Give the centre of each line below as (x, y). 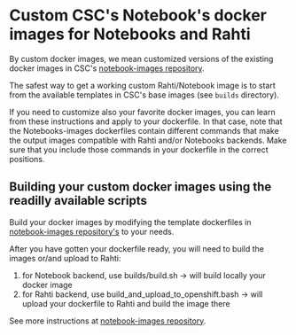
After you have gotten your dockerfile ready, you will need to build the (136, 248)
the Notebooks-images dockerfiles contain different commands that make (144, 130)
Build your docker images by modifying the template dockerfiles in (130, 222)
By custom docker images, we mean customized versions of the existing (141, 58)
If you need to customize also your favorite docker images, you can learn (143, 112)
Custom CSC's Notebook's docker (138, 16)
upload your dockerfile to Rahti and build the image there (126, 303)
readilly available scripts (78, 201)
